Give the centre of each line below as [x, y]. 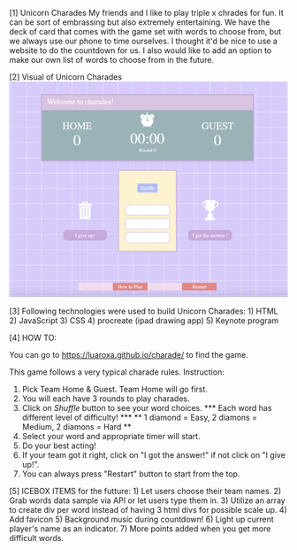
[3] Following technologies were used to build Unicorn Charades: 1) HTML [144, 311]
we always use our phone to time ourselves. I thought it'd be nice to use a [144, 41]
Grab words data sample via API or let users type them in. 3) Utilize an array [147, 500]
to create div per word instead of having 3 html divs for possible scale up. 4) [148, 510]
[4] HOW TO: [33, 338]
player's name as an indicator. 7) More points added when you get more [140, 529]
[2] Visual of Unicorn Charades [65, 77]
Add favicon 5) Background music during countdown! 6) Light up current [141, 519]
